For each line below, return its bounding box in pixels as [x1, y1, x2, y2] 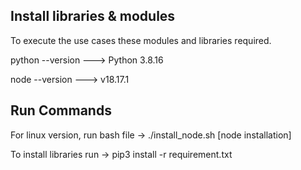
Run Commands [10, 102, 112, 119]
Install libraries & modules [10, 8, 176, 25]
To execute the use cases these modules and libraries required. [10, 34, 272, 46]
